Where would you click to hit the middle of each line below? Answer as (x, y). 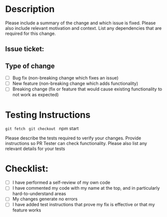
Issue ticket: (25, 49)
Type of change (30, 66)
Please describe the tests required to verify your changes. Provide (73, 138)
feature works (27, 210)
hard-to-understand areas (39, 194)
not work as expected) (35, 95)
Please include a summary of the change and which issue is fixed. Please (81, 23)
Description (30, 9)
